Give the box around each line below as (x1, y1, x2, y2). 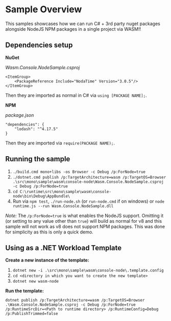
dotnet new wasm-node (12, 279, 59, 284)
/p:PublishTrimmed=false (5, 311, 58, 316)
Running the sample (5, 155, 70, 163)
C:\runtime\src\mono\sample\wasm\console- (19, 189, 111, 194)
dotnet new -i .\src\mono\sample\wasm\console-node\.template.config (12, 268, 164, 273)
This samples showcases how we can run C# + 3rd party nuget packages (5, 20, 161, 27)
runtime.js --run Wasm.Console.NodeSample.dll (12, 203, 114, 208)
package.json (5, 112, 34, 118)
